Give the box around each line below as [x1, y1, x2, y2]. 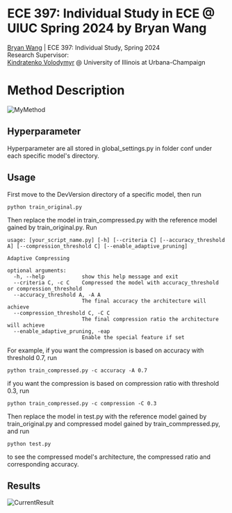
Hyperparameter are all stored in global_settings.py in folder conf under [7, 144, 213, 152]
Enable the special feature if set [81, 334, 185, 341]
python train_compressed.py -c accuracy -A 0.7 [7, 367, 148, 374]
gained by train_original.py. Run [7, 223, 97, 231]
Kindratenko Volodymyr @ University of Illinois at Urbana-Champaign [7, 58, 206, 66]
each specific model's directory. [7, 152, 99, 160]
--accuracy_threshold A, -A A [13, 291, 101, 298]
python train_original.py [7, 204, 82, 211]
